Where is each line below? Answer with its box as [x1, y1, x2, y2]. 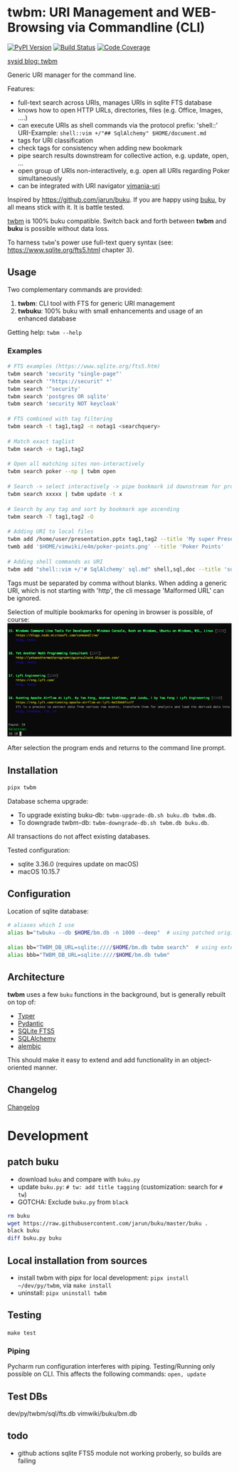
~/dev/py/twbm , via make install [17, 1281, 112, 1290]
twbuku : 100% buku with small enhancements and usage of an [17, 306, 203, 315]
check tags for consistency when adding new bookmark [17, 143, 183, 152]
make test [7, 1330, 37, 1337]
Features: [7, 84, 36, 93]
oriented [7, 1063, 32, 1072]
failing [17, 1456, 36, 1465]
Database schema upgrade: [7, 797, 89, 805]
